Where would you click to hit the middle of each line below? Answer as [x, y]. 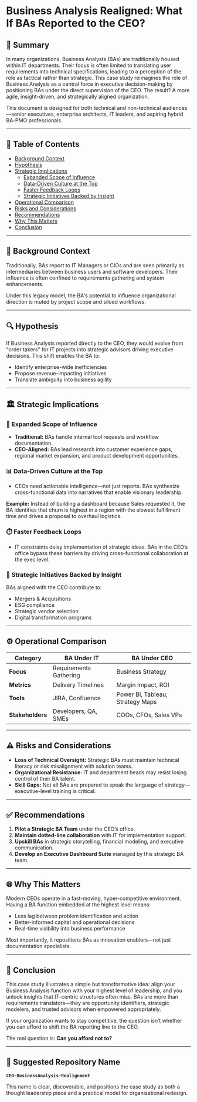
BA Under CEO [152, 658]
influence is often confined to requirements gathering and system [85, 278]
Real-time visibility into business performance [70, 929]
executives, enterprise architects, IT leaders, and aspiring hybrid [105, 114]
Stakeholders [28, 715]
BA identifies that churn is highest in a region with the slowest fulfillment [93, 510]
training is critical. [74, 791]
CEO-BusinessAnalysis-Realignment [48, 1076]
